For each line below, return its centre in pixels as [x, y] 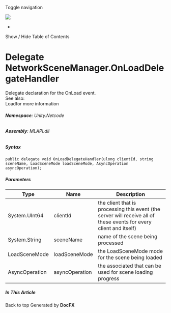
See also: [15, 98]
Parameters [18, 179]
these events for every [125, 222]
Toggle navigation [24, 7]
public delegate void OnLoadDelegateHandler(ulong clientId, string [79, 159]
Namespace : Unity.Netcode [35, 115]
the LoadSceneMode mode [130, 251]
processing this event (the [129, 209]
